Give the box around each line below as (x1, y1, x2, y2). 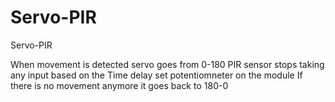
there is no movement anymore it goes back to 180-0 (10, 79, 229, 91)
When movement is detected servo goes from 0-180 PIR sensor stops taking (10, 58, 325, 70)
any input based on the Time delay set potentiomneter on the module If (10, 69, 303, 81)
